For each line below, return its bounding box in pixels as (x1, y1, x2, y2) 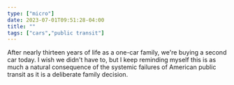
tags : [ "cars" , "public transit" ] (7, 29, 105, 37)
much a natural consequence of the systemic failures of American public (7, 63, 217, 71)
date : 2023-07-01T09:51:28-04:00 (7, 17, 105, 23)
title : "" (7, 23, 36, 30)
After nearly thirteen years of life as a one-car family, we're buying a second (7, 48, 227, 57)
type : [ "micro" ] (7, 10, 54, 17)
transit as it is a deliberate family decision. (7, 70, 129, 79)
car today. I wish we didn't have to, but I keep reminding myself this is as (7, 56, 217, 64)
